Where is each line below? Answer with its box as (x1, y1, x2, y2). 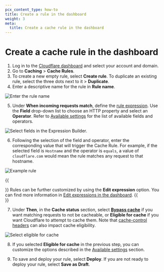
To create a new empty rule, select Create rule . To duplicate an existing (12, 73, 157, 79)
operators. (12, 118, 33, 124)
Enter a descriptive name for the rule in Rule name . (12, 84, 116, 90)
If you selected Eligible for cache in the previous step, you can (12, 242, 140, 247)
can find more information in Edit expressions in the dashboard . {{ (5, 192, 138, 198)
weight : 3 (5, 16, 25, 21)
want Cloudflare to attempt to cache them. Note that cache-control (12, 217, 147, 223)
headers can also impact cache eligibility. (12, 222, 96, 228)
